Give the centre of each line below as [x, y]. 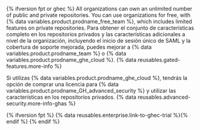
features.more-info [30, 66]
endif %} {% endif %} [33, 122]
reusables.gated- [159, 60]
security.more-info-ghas [37, 104]
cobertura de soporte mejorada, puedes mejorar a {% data [79, 47]
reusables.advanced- [164, 97]
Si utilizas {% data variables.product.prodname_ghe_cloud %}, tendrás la [97, 78]
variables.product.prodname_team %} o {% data [66, 53]
